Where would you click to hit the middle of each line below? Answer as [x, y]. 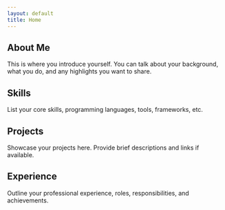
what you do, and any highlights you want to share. [79, 71]
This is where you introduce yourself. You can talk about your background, [113, 64]
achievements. [28, 200]
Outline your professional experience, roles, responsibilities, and [98, 193]
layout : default [30, 13]
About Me [29, 48]
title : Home [24, 20]
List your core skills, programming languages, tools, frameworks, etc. [105, 110]
